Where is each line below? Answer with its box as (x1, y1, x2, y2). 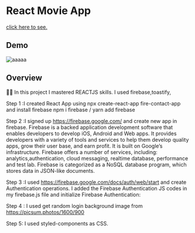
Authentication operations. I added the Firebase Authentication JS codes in (6, 184, 187, 191)
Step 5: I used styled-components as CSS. (6, 220, 108, 227)
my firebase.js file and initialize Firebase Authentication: (6, 191, 141, 198)
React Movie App (6, 4, 91, 18)
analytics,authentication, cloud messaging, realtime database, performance (6, 155, 189, 162)
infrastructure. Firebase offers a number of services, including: (6, 148, 158, 156)
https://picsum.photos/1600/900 (6, 208, 85, 215)
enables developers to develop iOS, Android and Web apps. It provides (6, 130, 177, 137)
